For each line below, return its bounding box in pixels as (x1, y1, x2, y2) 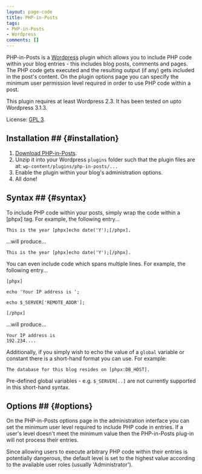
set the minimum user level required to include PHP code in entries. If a (6, 424, 183, 431)
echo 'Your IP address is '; (6, 289, 80, 295)
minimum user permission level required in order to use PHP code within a (6, 79, 191, 87)
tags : (6, 20, 20, 26)
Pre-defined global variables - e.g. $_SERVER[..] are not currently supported (6, 377, 196, 384)
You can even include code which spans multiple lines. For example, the (6, 260, 186, 267)
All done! (15, 175, 37, 182)
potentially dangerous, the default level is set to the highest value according (6, 455, 195, 462)
